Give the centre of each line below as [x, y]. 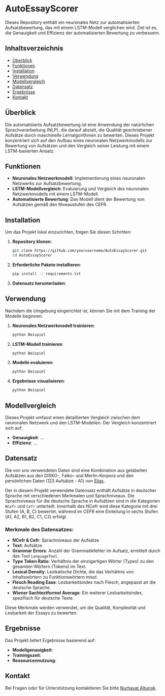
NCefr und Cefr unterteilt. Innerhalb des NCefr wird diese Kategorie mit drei [81, 506]
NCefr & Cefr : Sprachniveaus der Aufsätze [56, 540]
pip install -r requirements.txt [47, 274]
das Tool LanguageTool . [35, 556]
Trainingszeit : [27, 655]
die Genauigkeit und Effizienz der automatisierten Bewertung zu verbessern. [82, 33]
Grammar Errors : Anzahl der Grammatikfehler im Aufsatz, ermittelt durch [86, 551]
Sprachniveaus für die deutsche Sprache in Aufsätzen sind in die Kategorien [82, 501]
